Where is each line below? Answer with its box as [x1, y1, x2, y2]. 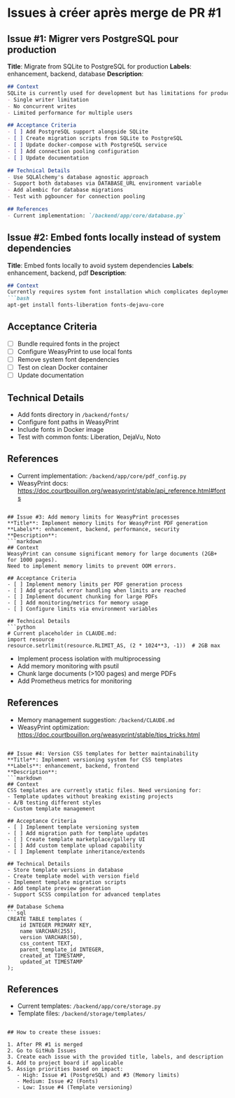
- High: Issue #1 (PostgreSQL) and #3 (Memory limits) [16, 1072, 180, 1079]
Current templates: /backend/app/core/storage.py [17, 1002, 161, 1011]
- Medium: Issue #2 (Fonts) [16, 1078, 99, 1085]
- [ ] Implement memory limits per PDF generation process [7, 581, 183, 588]
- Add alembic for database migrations [7, 187, 124, 194]
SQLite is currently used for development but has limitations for [7, 90, 208, 97]
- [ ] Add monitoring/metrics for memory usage [7, 599, 149, 606]
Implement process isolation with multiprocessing [17, 654, 161, 663]
